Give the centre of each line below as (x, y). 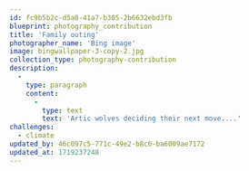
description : (34, 69)
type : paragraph (57, 85)
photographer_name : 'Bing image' (73, 43)
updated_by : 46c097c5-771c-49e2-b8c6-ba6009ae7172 (107, 144)
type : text (63, 110)
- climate (36, 136)
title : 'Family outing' (55, 34)
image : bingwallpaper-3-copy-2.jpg (77, 52)
